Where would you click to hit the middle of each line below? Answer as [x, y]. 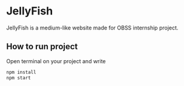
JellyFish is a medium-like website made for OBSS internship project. [92, 28]
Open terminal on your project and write [56, 61]
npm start [19, 78]
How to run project [42, 47]
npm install [21, 72]
